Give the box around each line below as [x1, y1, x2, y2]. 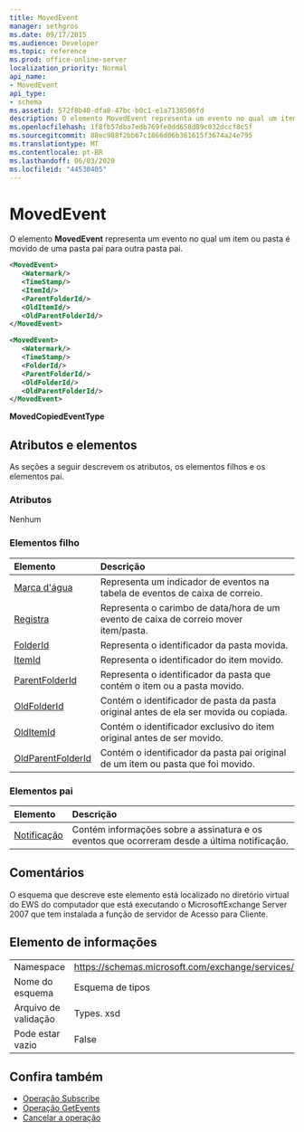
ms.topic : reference [9, 47, 88, 56]
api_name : [9, 72, 47, 81]
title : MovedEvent [9, 13, 79, 23]
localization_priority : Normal [9, 64, 128, 73]
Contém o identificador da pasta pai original [100, 746, 287, 758]
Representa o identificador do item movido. [100, 653, 284, 666]
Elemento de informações [9, 935, 157, 950]
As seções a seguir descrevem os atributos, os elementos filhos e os [9, 461, 266, 472]
